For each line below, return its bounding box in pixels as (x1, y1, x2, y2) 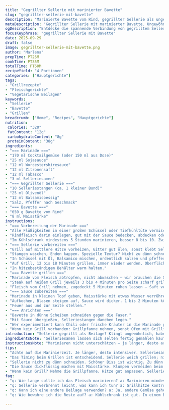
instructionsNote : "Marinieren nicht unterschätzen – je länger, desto (5, 341, 158, 346)
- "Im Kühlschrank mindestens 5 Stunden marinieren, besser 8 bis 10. (5, 237, 156, 242)
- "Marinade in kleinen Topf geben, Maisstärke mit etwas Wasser (5, 294, 145, 299)
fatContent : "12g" (7, 129, 46, 134)
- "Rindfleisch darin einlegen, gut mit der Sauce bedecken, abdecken (5, 233, 156, 238)
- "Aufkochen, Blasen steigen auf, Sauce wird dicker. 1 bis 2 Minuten (5, 298, 158, 303)
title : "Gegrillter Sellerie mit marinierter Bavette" (5, 7, 123, 13)
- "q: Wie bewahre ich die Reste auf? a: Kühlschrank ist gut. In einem (5, 392, 161, 397)
